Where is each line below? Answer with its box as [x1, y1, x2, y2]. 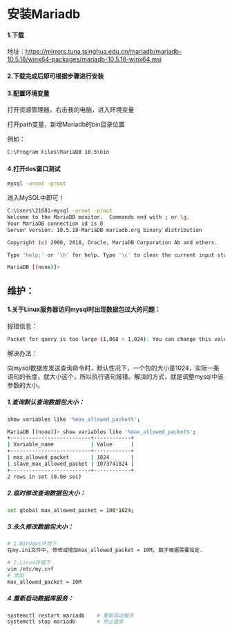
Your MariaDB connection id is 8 [7, 220, 104, 227]
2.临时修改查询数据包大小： [7, 489, 86, 497]
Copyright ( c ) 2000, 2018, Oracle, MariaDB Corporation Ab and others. [7, 239, 217, 246]
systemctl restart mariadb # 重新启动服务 [7, 612, 135, 619]
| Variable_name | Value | [7, 441, 135, 448]
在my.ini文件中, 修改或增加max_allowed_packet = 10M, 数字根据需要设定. [7, 546, 203, 554]
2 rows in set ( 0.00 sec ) [7, 473, 81, 480]
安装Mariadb [7, 6, 81, 22]
